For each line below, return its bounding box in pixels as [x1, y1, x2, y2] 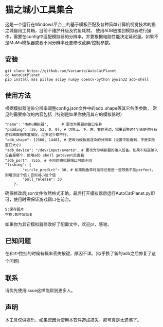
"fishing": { [5, 162, 32, 167]
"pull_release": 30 [22, 177, 62, 182]
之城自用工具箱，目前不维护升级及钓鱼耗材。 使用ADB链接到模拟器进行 [5, 27, 147, 33]
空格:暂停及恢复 [5, 212, 33, 217]
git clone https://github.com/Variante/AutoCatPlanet [5, 69, 117, 73]
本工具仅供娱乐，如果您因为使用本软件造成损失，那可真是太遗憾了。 [5, 317, 142, 323]
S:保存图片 [5, 207, 24, 212]
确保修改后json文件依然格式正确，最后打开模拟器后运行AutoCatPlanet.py [5, 190, 151, 196]
